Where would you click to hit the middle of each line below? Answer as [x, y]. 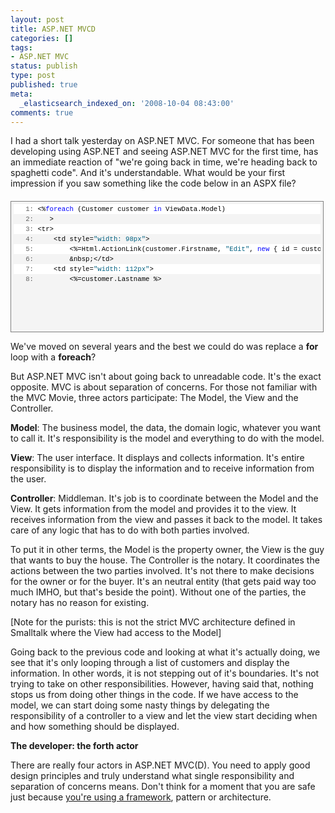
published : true [44, 85]
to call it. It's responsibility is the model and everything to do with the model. [167, 438]
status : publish [44, 66]
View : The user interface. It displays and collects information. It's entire [157, 458]
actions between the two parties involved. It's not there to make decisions [162, 571]
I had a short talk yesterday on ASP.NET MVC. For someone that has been [162, 141]
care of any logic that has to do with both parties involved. [130, 530]
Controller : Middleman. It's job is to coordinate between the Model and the [164, 498]
